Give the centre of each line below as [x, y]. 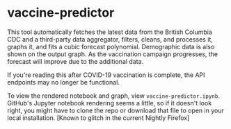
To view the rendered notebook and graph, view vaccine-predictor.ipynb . [114, 96]
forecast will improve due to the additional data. [75, 61]
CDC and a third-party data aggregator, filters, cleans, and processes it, [110, 39]
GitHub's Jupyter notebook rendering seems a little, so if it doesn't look [110, 103]
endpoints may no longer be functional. [64, 82]
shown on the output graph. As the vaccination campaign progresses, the [113, 54]
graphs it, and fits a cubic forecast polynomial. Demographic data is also [111, 46]
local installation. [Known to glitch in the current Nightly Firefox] [98, 118]
